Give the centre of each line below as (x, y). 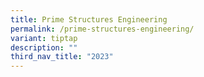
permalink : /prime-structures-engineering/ (102, 29)
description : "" (44, 47)
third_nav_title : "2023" (62, 57)
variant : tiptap (44, 38)
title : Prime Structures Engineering (89, 19)
